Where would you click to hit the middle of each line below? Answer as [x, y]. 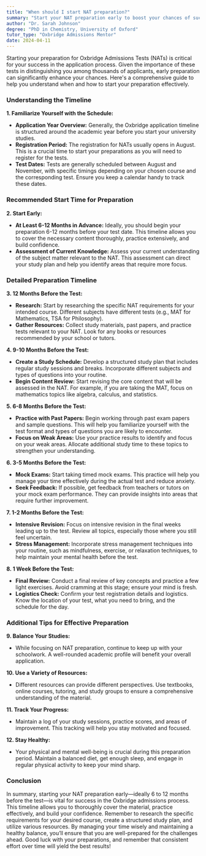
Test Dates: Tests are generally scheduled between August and [96, 164]
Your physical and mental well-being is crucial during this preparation [103, 752]
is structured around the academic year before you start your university [105, 132]
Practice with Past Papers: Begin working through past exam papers [102, 418]
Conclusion [24, 781]
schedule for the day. [42, 607]
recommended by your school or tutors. [65, 337]
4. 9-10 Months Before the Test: [48, 350]
